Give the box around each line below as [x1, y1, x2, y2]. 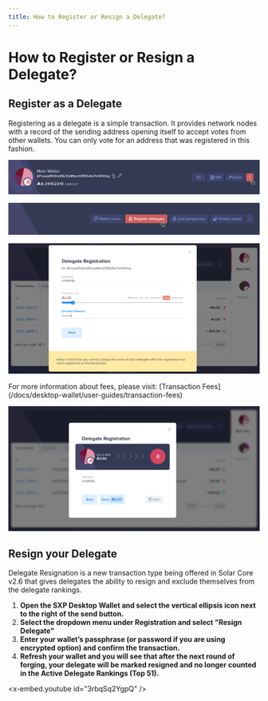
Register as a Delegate [8, 97, 122, 111]
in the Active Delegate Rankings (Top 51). [19, 668, 160, 679]
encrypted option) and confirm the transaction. [19, 643, 180, 653]
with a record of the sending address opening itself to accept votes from [8, 126, 246, 136]
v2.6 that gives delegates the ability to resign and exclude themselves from [8, 576, 255, 587]
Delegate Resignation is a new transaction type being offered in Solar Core [8, 568, 254, 578]
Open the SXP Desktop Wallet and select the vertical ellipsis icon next [19, 600, 257, 611]
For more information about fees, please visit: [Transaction [8, 381, 201, 391]
